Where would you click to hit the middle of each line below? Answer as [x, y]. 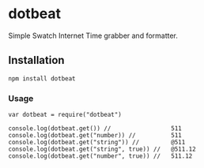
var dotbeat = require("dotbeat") [65, 115]
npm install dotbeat [42, 78]
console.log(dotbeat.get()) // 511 [95, 129]
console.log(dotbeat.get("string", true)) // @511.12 [102, 149]
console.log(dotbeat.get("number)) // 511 [95, 136]
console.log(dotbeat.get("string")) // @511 [97, 143]
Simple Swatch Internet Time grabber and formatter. [93, 35]
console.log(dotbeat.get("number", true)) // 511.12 [100, 156]
